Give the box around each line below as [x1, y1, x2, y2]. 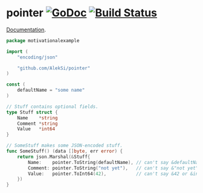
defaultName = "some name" [17, 87, 85, 93]
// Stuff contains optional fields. [6, 103, 98, 110]
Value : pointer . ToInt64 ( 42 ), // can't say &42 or [28, 171, 188, 177]
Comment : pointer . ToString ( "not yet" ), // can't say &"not [28, 165, 185, 171]
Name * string [17, 115, 59, 121]
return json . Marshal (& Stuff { [17, 154, 91, 160]
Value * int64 [17, 126, 56, 132]
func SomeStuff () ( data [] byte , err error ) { [6, 148, 123, 154]
